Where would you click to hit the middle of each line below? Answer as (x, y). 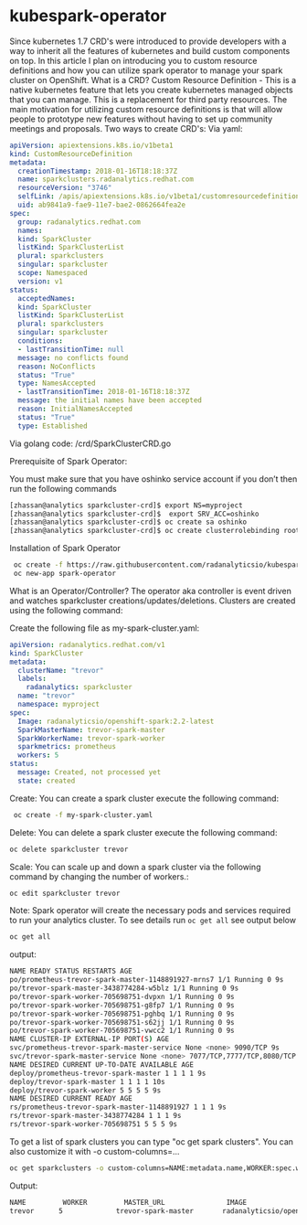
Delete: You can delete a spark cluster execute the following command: (143, 832)
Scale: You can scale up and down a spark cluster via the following (135, 867)
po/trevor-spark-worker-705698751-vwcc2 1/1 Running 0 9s (122, 1031)
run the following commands (63, 488)
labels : (32, 679)
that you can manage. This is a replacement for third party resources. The (148, 99)
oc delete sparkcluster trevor (69, 849)
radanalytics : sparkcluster (79, 687)
